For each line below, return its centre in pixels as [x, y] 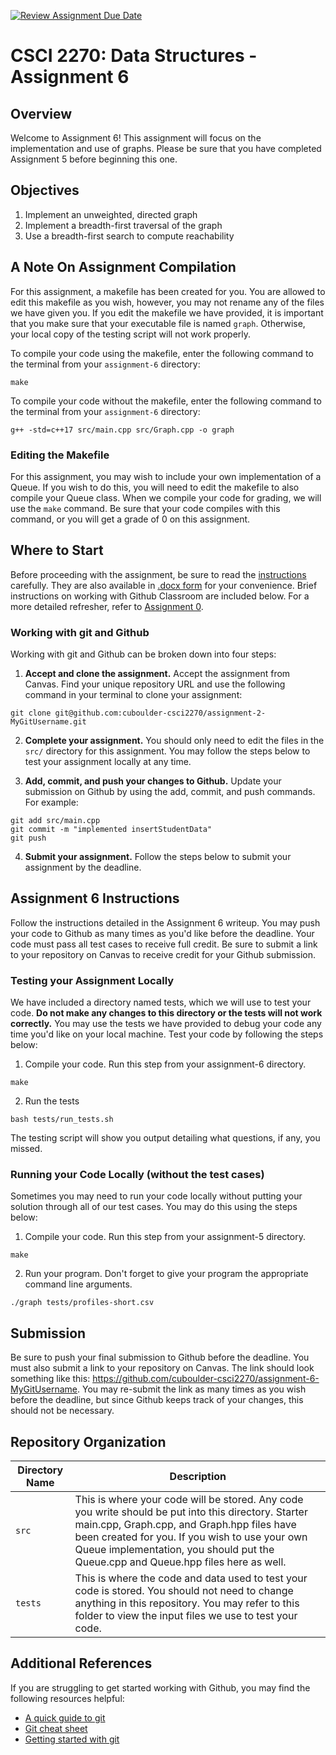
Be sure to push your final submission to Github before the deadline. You [160, 1357]
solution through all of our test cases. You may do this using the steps [154, 1207]
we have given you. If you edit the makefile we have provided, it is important [167, 312]
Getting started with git [72, 1739]
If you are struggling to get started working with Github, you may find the [160, 1687]
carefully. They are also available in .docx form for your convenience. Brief [164, 585]
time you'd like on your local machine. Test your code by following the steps [167, 1034]
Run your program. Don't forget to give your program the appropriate [166, 1274]
